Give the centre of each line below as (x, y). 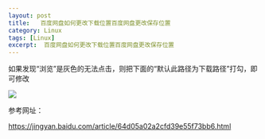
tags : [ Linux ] (32, 38)
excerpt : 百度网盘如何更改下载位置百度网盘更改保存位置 (92, 45)
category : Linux (35, 30)
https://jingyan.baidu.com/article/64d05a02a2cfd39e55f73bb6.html (120, 126)
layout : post (30, 15)
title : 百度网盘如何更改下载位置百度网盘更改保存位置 (90, 23)
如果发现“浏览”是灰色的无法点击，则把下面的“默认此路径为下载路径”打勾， (129, 69)
